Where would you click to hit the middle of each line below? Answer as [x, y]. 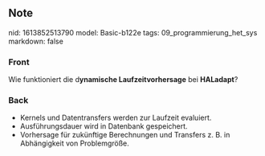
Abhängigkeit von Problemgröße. [75, 143]
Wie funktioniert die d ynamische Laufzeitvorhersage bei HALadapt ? [123, 80]
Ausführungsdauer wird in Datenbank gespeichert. [104, 126]
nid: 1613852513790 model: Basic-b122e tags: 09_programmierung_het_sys [133, 32]
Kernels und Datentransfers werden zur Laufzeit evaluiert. [116, 118]
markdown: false [36, 41]
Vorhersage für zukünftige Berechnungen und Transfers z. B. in [125, 135]
